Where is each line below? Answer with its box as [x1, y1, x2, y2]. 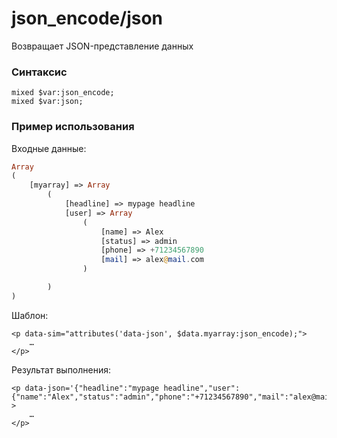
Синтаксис [11, 65, 68, 79]
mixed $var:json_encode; [11, 88, 115, 98]
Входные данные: [11, 142, 87, 154]
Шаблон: [11, 309, 49, 321]
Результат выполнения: [11, 363, 112, 376]
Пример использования [11, 120, 135, 134]
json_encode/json [11, 7, 164, 30]
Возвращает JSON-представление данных [11, 40, 194, 52]
